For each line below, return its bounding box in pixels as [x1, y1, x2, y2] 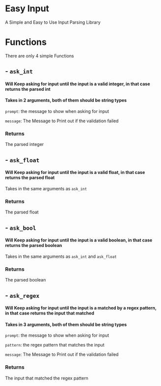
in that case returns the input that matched [5, 310, 94, 316]
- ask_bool [5, 223, 36, 232]
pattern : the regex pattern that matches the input [5, 342, 105, 348]
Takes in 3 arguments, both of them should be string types [5, 321, 127, 327]
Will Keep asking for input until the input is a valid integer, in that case [5, 81, 151, 87]
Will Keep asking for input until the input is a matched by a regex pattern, [5, 305, 157, 311]
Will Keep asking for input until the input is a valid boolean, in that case [5, 237, 153, 243]
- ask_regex [5, 291, 40, 300]
